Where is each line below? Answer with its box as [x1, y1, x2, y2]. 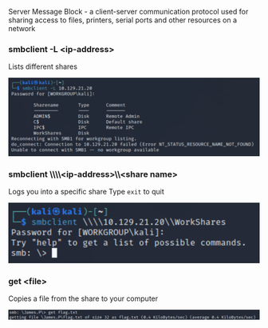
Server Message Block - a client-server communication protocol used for [8, 7, 249, 16]
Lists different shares [8, 62, 78, 71]
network [8, 24, 36, 33]
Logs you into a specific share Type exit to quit [8, 187, 165, 197]
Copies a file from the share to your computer [8, 294, 159, 303]
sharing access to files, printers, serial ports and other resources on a [8, 15, 238, 25]
